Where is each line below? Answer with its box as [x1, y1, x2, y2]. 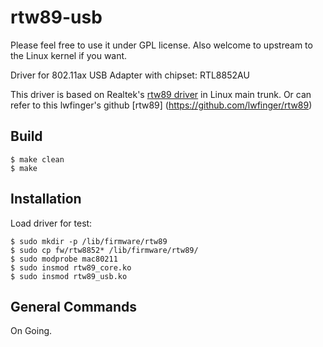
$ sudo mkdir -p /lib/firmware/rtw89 [10, 236, 168, 246]
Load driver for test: [10, 217, 93, 229]
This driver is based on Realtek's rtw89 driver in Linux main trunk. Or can [10, 88, 312, 100]
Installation [10, 191, 82, 208]
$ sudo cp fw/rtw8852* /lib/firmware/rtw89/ [10, 245, 199, 255]
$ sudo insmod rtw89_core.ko [10, 262, 132, 273]
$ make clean [10, 154, 65, 165]
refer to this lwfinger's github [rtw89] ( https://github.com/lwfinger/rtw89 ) [10, 99, 313, 111]
